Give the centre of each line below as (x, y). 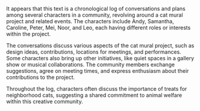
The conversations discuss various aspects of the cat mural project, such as (100, 45)
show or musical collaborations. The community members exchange (90, 64)
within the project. (28, 34)
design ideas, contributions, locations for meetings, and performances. (94, 52)
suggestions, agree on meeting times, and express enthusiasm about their (98, 71)
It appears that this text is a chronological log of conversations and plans (96, 9)
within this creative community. (45, 101)
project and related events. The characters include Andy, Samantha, (90, 21)
